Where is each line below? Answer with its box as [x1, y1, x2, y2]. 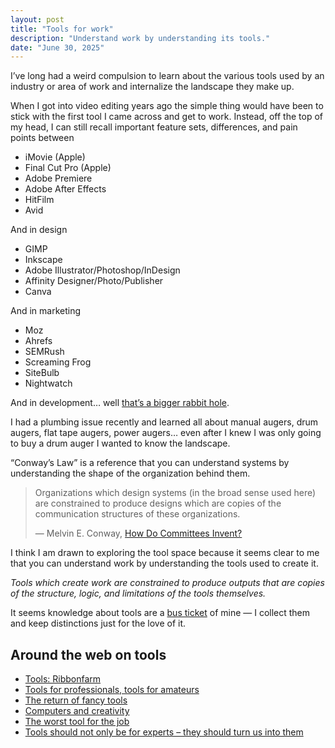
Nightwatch [24, 377, 73, 390]
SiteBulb [24, 367, 60, 379]
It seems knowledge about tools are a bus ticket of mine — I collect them [10, 607, 311, 619]
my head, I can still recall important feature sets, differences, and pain [10, 121, 298, 133]
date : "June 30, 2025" [10, 42, 105, 53]
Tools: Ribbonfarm [24, 673, 102, 685]
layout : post [10, 14, 65, 25]
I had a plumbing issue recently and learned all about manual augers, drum [10, 416, 319, 428]
